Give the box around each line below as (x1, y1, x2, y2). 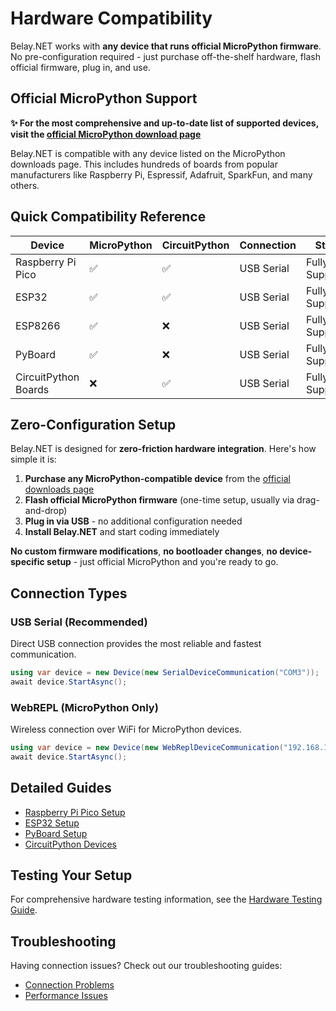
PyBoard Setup (24, 827, 88, 839)
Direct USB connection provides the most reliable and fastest (10, 638, 262, 650)
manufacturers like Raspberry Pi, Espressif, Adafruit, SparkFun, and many (10, 168, 313, 181)
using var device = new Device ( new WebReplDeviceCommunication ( (10, 743, 284, 753)
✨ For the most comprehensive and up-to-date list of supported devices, (10, 117, 319, 129)
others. (10, 179, 40, 191)
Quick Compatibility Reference (10, 208, 207, 226)
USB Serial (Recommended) (10, 615, 148, 629)
